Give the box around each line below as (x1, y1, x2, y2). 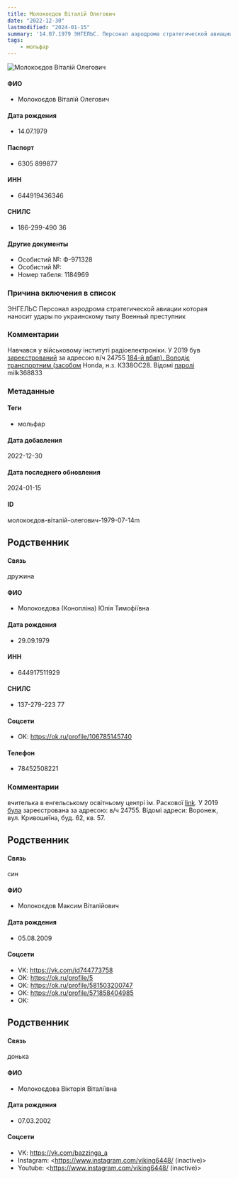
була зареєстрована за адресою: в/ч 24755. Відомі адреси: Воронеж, (7, 806, 218, 814)
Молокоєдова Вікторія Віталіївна (17, 1084, 118, 1093)
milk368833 (7, 368, 42, 377)
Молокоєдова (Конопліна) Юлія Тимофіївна (17, 604, 150, 613)
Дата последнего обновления (7, 468, 101, 476)
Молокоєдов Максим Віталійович (17, 902, 119, 910)
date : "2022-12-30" (7, 17, 65, 24)
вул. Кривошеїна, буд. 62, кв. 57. (7, 813, 106, 822)
